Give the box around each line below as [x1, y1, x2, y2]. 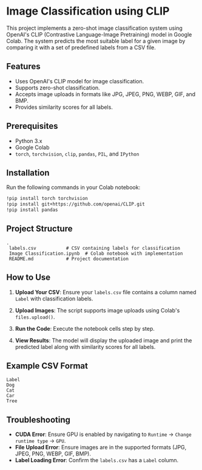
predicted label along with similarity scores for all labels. [15, 343, 156, 350]
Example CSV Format [6, 361, 88, 372]
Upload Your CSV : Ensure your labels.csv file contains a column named [15, 288, 197, 295]
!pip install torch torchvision [6, 196, 88, 202]
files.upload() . [15, 313, 56, 320]
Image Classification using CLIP [6, 4, 170, 18]
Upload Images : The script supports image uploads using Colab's [15, 306, 180, 314]
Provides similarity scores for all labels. [15, 103, 113, 111]
